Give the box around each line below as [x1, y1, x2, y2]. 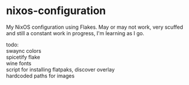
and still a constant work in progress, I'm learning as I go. [6, 29, 145, 36]
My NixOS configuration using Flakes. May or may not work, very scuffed [6, 23, 184, 30]
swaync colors [6, 47, 42, 54]
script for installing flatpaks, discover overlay [6, 66, 115, 73]
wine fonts [6, 60, 32, 67]
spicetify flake [6, 53, 41, 60]
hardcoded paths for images [6, 72, 75, 79]
